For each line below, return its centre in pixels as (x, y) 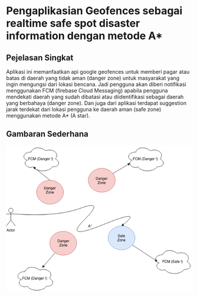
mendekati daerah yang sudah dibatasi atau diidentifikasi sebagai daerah (95, 97)
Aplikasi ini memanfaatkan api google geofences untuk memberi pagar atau (98, 72)
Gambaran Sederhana (47, 134)
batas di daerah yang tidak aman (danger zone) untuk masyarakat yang (93, 78)
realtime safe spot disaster (73, 23)
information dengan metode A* (85, 36)
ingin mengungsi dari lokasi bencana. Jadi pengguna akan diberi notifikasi (96, 84)
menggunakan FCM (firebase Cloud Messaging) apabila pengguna (87, 90)
